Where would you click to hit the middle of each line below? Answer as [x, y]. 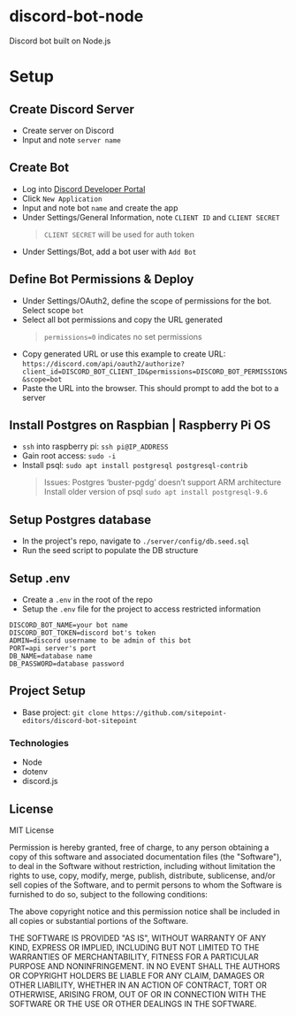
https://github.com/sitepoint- [169, 713]
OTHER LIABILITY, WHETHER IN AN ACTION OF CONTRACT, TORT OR [138, 985]
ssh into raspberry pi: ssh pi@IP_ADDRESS [95, 446]
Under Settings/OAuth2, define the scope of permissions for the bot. [147, 300]
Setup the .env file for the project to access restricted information [141, 609]
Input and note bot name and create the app [100, 208]
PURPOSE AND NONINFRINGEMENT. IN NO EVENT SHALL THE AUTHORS [145, 966]
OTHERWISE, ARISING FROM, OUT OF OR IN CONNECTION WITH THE [138, 994]
